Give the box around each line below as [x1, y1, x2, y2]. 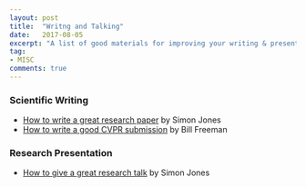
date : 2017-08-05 [9, 30, 84, 39]
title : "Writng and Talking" [9, 22, 125, 31]
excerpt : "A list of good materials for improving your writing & [9, 38, 267, 48]
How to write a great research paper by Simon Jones [22, 114, 221, 125]
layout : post [9, 13, 59, 23]
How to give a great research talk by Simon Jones [22, 167, 210, 178]
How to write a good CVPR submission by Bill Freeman [22, 124, 228, 135]
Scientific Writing [9, 93, 89, 106]
